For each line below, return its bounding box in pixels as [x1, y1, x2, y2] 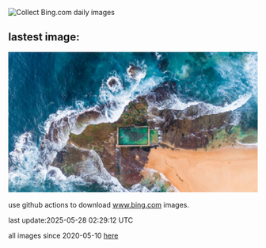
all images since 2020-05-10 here [8, 231, 119, 241]
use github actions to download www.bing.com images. [8, 200, 190, 210]
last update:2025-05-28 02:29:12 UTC [8, 216, 134, 225]
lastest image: [8, 30, 80, 44]
